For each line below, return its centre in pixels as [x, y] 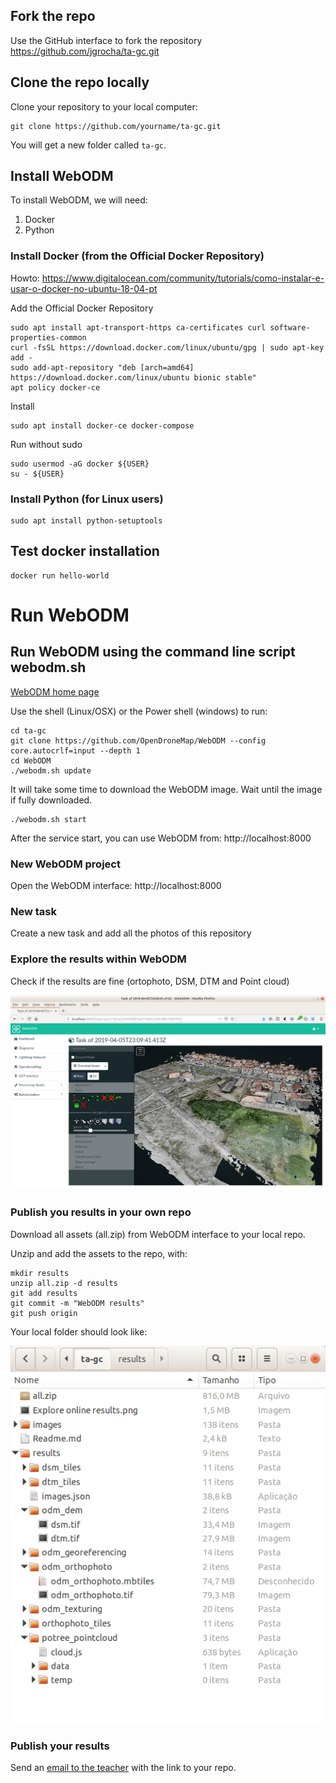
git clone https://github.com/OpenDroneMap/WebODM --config [138, 740]
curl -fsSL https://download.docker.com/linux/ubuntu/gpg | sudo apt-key [167, 347]
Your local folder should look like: [79, 1331]
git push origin [44, 1313]
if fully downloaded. [51, 800]
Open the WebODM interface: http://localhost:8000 [116, 886]
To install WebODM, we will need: [79, 200]
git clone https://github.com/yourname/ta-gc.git [116, 126]
